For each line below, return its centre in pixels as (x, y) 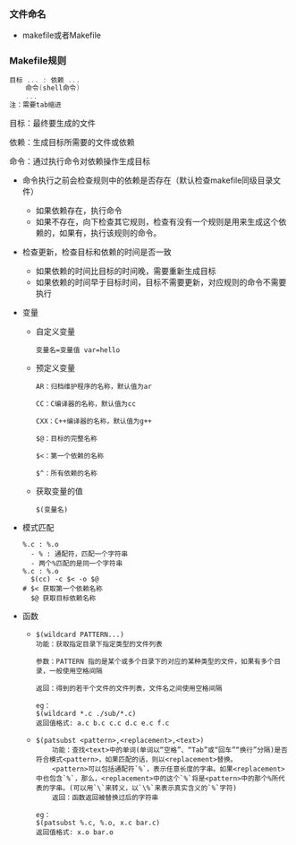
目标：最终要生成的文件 (52, 124)
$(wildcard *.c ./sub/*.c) (86, 714)
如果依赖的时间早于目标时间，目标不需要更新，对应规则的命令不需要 (161, 282)
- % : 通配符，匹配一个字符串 (79, 554)
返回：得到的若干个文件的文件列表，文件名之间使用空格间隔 (129, 689)
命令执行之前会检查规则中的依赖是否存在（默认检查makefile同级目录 (148, 180)
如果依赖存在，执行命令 (79, 211)
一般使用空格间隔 (76, 671)
